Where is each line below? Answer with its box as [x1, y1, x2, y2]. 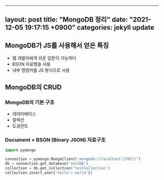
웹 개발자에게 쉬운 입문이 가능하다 [12, 55, 77, 61]
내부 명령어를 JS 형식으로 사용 [12, 67, 70, 73]
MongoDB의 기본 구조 [5, 99, 55, 105]
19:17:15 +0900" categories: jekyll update [24, 23, 155, 32]
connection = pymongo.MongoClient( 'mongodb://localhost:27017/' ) [5, 157, 141, 161]
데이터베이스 [12, 111, 37, 117]
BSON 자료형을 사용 [12, 61, 51, 67]
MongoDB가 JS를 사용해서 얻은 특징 [5, 41, 109, 49]
